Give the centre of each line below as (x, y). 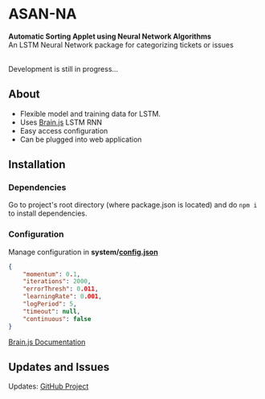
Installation (37, 165)
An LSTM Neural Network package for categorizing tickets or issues (121, 44)
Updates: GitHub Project (49, 386)
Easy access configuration (64, 130)
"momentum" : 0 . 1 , (52, 274)
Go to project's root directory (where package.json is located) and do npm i (133, 205)
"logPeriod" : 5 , (50, 304)
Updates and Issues (59, 367)
